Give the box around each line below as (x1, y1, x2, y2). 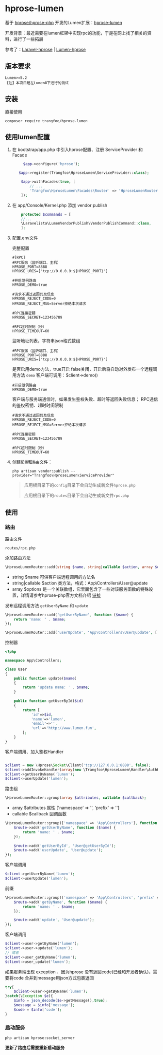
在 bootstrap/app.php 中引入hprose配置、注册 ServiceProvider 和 (12, 147, 143, 152)
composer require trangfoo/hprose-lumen (5, 118, 88, 123)
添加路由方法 (5, 555, 31, 561)
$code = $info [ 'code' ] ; (14, 1007, 62, 1012)
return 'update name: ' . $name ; (22, 685, 90, 690)
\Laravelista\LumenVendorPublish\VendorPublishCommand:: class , (21, 221, 151, 226)
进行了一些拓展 (13, 36, 44, 42)
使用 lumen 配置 (5, 132, 50, 141)
